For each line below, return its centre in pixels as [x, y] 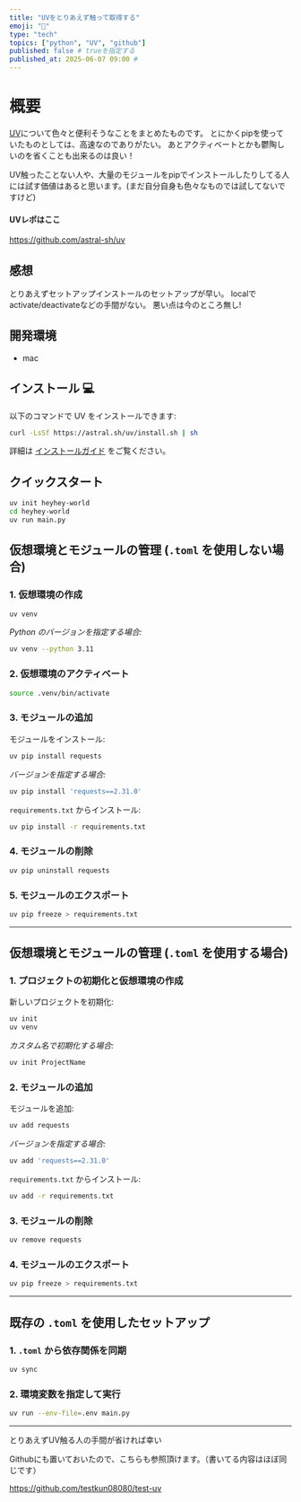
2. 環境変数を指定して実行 [65, 1394]
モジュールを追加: [42, 1109]
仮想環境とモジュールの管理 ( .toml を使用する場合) [149, 953]
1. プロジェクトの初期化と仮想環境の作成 [96, 981]
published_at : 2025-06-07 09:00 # [74, 59]
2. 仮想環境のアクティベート [69, 674]
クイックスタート [56, 482]
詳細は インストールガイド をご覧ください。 [90, 451]
